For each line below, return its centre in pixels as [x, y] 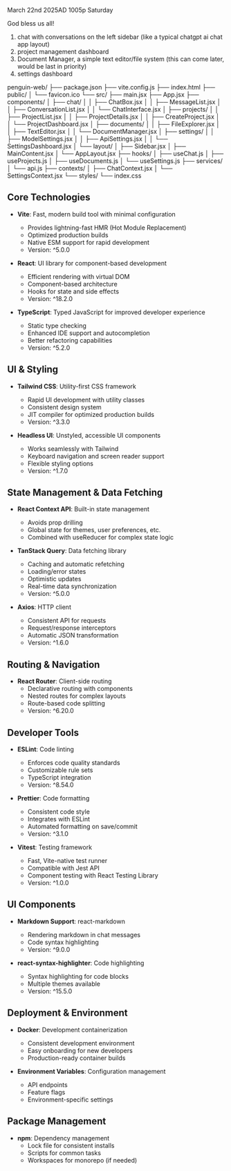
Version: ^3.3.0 [49, 422]
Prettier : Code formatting [53, 798]
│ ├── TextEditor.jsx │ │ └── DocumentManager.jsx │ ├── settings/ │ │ [111, 131]
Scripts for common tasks [64, 1153]
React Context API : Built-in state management [83, 509]
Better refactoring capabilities [70, 340]
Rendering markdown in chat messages [84, 934]
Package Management [57, 1121]
